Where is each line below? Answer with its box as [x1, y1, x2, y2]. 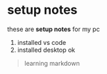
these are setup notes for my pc [7, 25, 100, 33]
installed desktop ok [17, 46, 76, 54]
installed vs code [17, 38, 67, 46]
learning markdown [24, 59, 80, 67]
